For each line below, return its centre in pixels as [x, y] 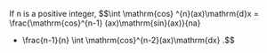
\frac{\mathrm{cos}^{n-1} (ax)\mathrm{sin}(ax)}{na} [105, 23]
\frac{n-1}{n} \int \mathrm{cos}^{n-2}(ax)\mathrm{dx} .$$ [129, 40]
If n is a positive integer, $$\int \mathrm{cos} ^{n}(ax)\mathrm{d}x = [134, 14]
